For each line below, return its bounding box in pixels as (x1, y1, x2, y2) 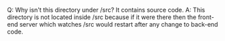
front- (198, 13, 215, 21)
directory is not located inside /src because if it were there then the (7, 13, 197, 21)
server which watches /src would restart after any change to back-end (19, 20, 219, 28)
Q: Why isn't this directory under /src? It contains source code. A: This (7, 6, 205, 14)
